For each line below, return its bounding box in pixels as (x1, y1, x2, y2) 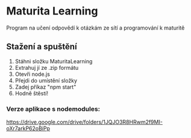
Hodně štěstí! (14, 89, 48, 97)
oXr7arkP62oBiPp (6, 125, 50, 132)
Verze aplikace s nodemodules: (6, 104, 101, 113)
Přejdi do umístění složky (14, 77, 77, 84)
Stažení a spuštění (6, 42, 77, 52)
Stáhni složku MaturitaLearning (14, 57, 93, 64)
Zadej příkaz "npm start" (14, 83, 77, 90)
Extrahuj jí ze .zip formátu (14, 64, 79, 71)
